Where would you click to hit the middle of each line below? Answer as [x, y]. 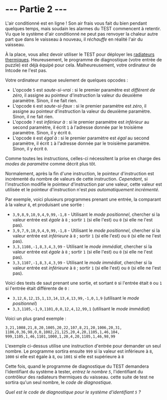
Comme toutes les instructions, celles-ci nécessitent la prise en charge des [83, 158]
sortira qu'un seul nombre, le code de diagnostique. [59, 382]
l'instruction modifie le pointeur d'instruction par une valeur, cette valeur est [83, 184]
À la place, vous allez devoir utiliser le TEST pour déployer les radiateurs [80, 54]
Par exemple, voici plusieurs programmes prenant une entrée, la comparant [83, 199]
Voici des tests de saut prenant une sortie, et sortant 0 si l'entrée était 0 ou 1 [83, 283]
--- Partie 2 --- [36, 9]
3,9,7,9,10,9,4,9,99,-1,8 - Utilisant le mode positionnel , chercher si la [86, 230]
